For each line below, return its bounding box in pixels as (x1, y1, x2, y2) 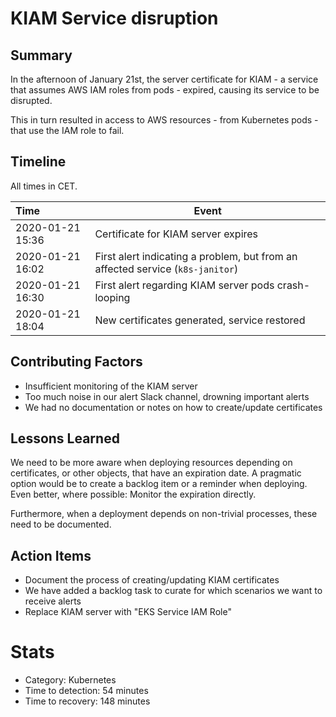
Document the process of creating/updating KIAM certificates (24, 574, 280, 586)
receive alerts (24, 595, 82, 607)
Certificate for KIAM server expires (94, 227, 259, 241)
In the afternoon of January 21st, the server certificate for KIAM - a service (10, 73, 319, 85)
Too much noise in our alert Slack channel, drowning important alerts (24, 390, 310, 402)
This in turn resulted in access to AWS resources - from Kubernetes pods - (10, 114, 319, 126)
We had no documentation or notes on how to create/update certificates (24, 401, 323, 413)
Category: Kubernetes (24, 674, 117, 686)
